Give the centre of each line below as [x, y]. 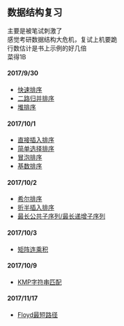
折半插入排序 [36, 207]
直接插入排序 [36, 140]
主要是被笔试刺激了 [35, 31]
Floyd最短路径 [37, 315]
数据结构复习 [35, 13]
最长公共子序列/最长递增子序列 [61, 216]
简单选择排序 [36, 149]
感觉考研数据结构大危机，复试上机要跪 [62, 39]
